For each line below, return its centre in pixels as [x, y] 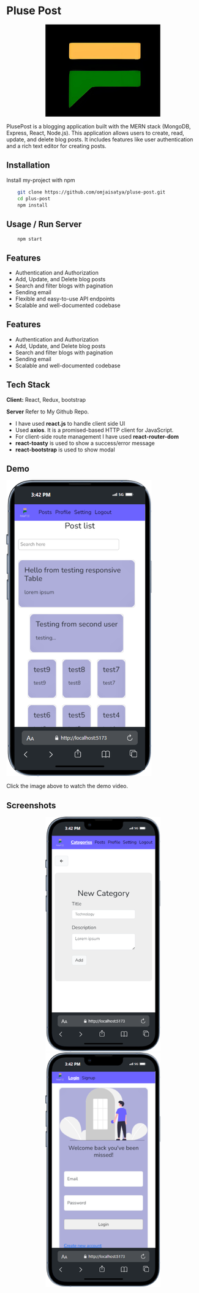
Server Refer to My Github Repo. [48, 412]
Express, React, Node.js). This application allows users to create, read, [96, 133]
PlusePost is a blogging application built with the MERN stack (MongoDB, [99, 126]
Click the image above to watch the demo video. [67, 786]
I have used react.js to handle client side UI [70, 423]
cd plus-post [34, 198]
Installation [28, 166]
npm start [30, 239]
